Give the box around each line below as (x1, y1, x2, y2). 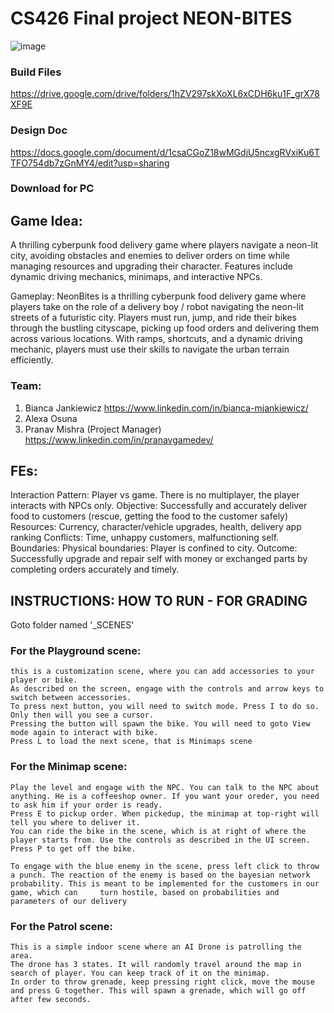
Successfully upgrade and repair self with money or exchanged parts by (10, 553, 308, 565)
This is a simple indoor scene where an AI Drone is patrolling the (10, 942, 302, 952)
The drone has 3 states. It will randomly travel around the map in (10, 960, 302, 970)
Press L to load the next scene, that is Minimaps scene (10, 737, 253, 747)
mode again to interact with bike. (10, 728, 159, 738)
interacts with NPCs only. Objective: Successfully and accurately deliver (10, 500, 308, 512)
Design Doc (10, 123, 68, 137)
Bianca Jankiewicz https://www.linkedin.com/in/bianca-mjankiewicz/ (24, 402, 309, 414)
